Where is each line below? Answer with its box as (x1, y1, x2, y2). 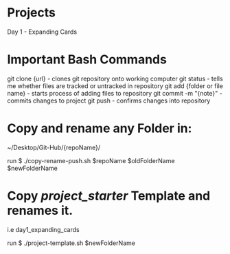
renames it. (7, 203, 73, 218)
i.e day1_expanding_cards (7, 225, 80, 233)
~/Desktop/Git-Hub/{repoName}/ (7, 143, 101, 151)
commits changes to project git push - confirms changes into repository (7, 96, 211, 105)
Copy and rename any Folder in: (7, 120, 192, 136)
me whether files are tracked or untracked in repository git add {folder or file (7, 81, 223, 90)
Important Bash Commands (7, 52, 167, 67)
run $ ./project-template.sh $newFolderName (7, 239, 136, 247)
